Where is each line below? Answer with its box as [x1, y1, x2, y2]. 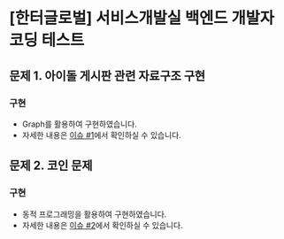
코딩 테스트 [9, 30, 85, 50]
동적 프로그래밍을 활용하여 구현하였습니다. [21, 209, 167, 220]
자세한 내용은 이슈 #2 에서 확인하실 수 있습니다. [21, 220, 183, 230]
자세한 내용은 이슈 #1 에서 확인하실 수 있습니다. [21, 129, 181, 140]
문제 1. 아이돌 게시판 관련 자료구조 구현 [9, 68, 206, 83]
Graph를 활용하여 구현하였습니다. [21, 119, 137, 129]
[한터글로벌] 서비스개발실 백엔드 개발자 [9, 8, 274, 28]
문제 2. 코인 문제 [9, 158, 93, 173]
